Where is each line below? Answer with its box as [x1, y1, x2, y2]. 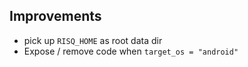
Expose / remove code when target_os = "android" [23, 45, 239, 57]
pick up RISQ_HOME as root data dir [23, 34, 163, 46]
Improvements [9, 8, 102, 25]
